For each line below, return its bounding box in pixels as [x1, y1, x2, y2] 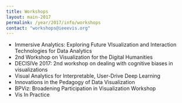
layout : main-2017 [6, 14, 51, 20]
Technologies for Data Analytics [14, 48, 92, 55]
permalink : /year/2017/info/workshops [6, 19, 101, 25]
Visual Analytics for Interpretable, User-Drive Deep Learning [14, 72, 160, 79]
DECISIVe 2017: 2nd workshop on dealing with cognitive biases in [14, 60, 173, 67]
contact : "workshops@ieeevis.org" [6, 25, 91, 31]
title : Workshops [6, 8, 49, 15]
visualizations [14, 66, 48, 74]
